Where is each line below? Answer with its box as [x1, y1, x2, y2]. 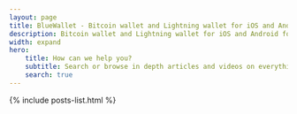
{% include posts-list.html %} [9, 95, 117, 105]
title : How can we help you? [25, 54, 133, 63]
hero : [9, 46, 29, 55]
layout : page [9, 12, 57, 22]
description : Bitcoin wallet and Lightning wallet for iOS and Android [9, 29, 278, 38]
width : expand [9, 37, 62, 47]
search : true [25, 71, 73, 80]
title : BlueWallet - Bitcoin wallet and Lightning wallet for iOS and [9, 21, 275, 30]
